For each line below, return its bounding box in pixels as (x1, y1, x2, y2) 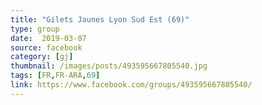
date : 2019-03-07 (10, 33, 87, 43)
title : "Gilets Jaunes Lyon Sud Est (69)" (10, 14, 190, 25)
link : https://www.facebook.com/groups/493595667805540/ (10, 80, 253, 90)
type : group (10, 24, 60, 34)
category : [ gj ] (10, 52, 74, 62)
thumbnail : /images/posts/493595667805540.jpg (10, 61, 208, 71)
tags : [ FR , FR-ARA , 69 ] (10, 71, 101, 81)
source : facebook (10, 42, 83, 53)
